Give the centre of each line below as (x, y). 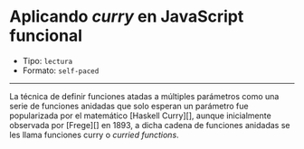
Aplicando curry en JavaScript (127, 17)
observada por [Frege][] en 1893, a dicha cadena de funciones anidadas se (150, 125)
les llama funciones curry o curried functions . (94, 135)
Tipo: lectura (47, 61)
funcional (46, 36)
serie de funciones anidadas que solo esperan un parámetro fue (129, 106)
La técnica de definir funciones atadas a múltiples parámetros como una (144, 96)
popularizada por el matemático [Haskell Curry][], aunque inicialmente (140, 116)
